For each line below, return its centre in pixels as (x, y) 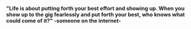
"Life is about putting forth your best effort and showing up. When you (95, 8)
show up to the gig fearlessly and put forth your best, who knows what (95, 14)
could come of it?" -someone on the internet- (64, 21)
